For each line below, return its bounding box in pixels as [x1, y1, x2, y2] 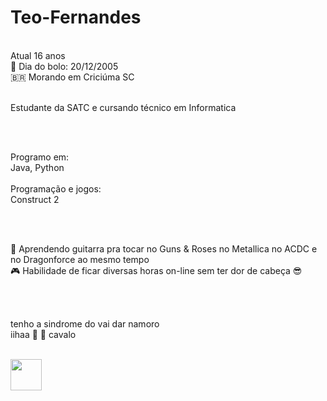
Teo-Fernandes [10, 6, 142, 29]
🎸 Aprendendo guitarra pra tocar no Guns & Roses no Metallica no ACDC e [10, 242, 318, 255]
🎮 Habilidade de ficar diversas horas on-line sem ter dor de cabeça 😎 [10, 264, 303, 276]
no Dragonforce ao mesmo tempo [10, 253, 150, 265]
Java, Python [10, 161, 65, 173]
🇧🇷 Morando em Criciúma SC [10, 71, 135, 83]
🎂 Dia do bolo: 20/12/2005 [10, 60, 119, 72]
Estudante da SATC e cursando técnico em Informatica [10, 101, 237, 113]
